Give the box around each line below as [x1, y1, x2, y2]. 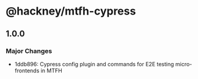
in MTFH [40, 67, 62, 74]
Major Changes [5, 47, 53, 55]
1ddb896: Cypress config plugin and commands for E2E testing [14, 60, 175, 67]
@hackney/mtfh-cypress [5, 4, 136, 18]
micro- [175, 60, 193, 67]
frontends [14, 67, 40, 74]
